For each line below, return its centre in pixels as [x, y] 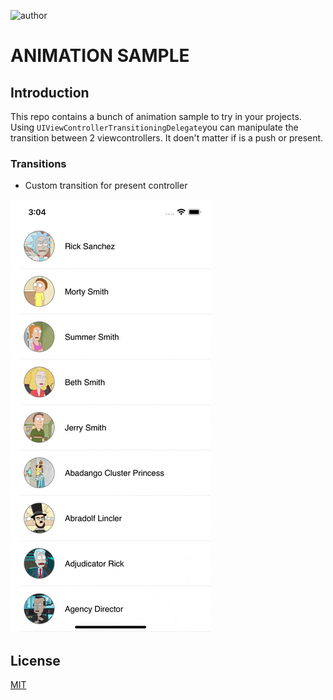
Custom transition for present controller [106, 186]
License [35, 660]
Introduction [50, 92]
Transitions [38, 163]
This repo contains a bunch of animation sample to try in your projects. [156, 116]
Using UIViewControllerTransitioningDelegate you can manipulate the [154, 127]
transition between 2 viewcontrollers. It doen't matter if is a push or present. [167, 138]
